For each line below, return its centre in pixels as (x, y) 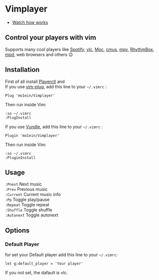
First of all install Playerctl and (35, 82)
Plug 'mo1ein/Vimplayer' (30, 96)
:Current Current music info (33, 195)
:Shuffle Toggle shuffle (29, 210)
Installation (22, 70)
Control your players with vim (51, 38)
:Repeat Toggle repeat (27, 205)
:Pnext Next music (24, 184)
